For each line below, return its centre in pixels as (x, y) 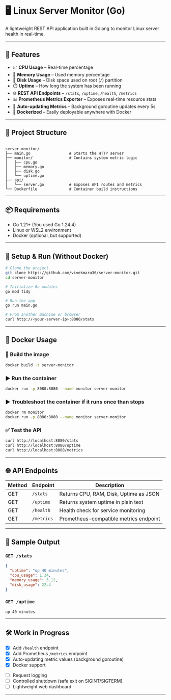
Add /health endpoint (35, 648)
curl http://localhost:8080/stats (42, 441)
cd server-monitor (25, 277)
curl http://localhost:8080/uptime (43, 446)
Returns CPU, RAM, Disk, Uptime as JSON (109, 494)
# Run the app (20, 301)
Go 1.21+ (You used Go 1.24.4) (44, 225)
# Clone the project (27, 268)
